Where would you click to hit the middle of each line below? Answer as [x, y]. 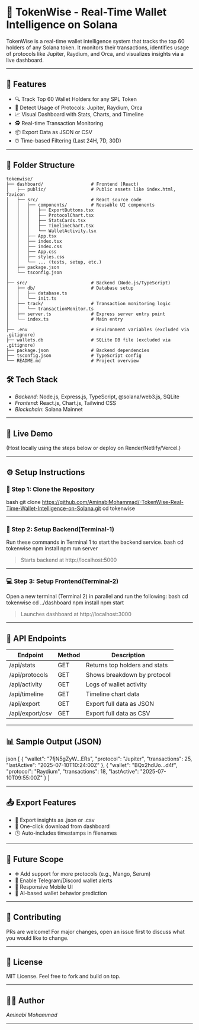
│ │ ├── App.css [32, 252]
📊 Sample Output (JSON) [54, 741]
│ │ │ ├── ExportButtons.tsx [50, 210]
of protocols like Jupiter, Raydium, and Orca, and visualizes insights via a [95, 53]
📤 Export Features [41, 803]
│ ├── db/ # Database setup [70, 288]
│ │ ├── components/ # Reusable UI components [81, 205]
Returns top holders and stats [127, 665]
